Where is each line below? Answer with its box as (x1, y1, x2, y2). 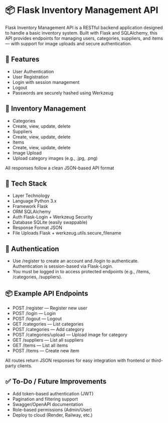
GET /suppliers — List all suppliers (12, 337, 84, 343)
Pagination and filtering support (12, 396, 78, 402)
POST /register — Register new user (12, 305, 88, 311)
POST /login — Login (12, 310, 56, 316)
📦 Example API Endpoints (5, 289, 89, 297)
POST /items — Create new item (12, 348, 79, 354)
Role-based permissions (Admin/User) (12, 406, 92, 412)
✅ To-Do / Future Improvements (5, 377, 107, 386)
